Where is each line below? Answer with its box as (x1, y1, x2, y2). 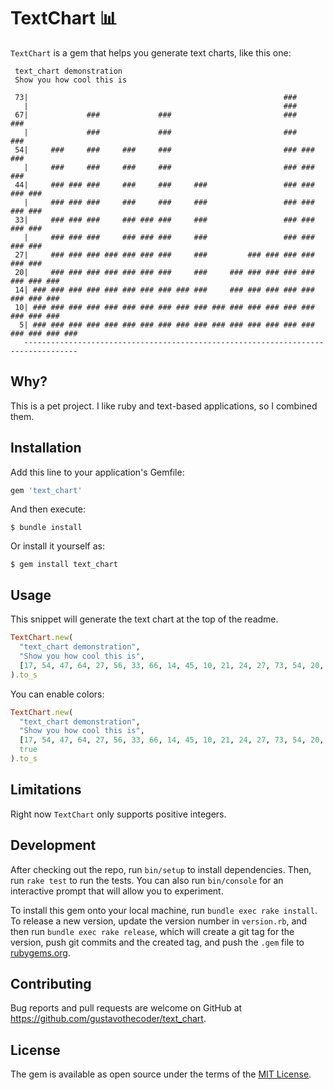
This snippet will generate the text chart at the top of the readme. (10, 613, 279, 625)
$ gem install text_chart (10, 560, 118, 570)
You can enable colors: (10, 688, 105, 700)
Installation (10, 440, 82, 457)
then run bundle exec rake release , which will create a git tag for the (10, 925, 295, 937)
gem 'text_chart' (10, 485, 83, 495)
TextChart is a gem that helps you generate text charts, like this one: (10, 46, 292, 59)
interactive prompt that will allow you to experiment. (10, 885, 224, 897)
